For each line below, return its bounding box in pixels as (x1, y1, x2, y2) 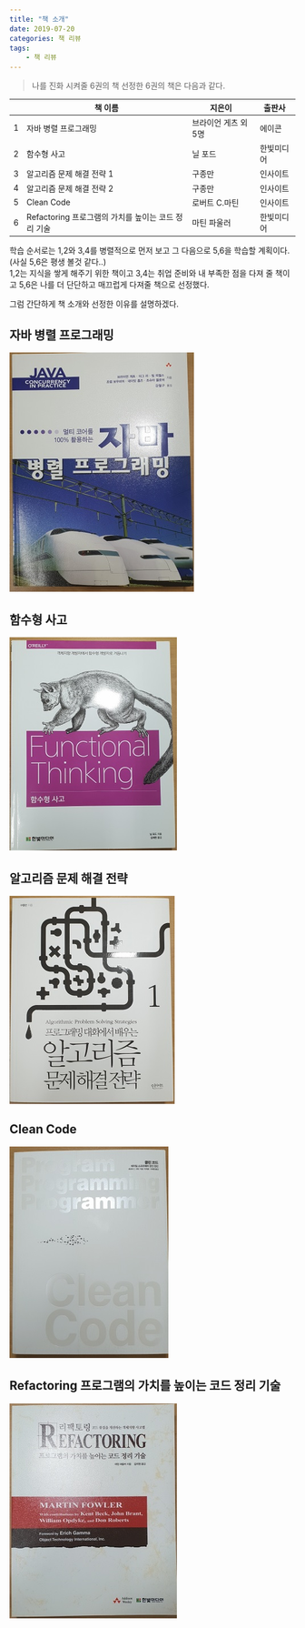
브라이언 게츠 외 (192, 116, 248, 127)
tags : (9, 44, 30, 53)
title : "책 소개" (9, 15, 70, 24)
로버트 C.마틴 (192, 196, 240, 208)
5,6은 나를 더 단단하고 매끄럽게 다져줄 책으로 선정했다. (18, 278, 211, 290)
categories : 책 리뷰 (9, 34, 82, 43)
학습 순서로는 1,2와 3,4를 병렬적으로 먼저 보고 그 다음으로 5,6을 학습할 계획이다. (9, 245, 290, 256)
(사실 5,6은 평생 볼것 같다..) (9, 256, 107, 267)
